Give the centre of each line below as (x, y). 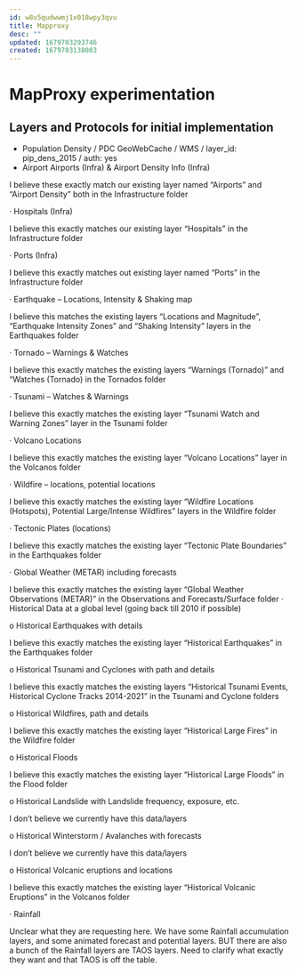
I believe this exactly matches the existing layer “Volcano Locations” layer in (148, 458)
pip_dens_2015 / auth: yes (69, 158)
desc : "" (25, 34)
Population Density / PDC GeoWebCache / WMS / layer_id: (129, 149)
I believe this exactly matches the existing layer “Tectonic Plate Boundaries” (148, 546)
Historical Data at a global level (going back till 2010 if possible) (125, 608)
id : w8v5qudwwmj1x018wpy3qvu (63, 17)
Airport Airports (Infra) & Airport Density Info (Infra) (116, 168)
